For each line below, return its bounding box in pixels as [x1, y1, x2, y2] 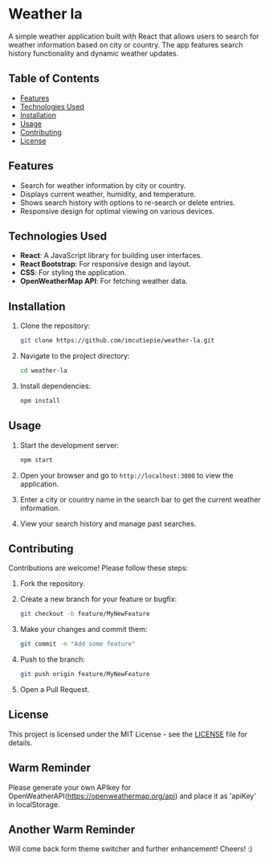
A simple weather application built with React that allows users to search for [8, 31, 259, 41]
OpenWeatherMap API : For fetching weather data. [19, 277, 188, 286]
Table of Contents [8, 72, 100, 85]
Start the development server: [19, 440, 120, 450]
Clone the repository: [19, 321, 91, 330]
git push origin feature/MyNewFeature [19, 670, 150, 679]
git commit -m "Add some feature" [19, 640, 136, 648]
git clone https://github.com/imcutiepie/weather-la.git [19, 337, 215, 345]
